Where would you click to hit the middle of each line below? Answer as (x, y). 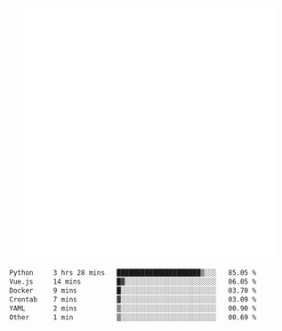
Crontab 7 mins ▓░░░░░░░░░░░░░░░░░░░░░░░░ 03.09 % (133, 300)
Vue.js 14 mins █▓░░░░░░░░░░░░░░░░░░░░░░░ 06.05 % (133, 282)
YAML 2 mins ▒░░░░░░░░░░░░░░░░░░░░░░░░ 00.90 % (133, 309)
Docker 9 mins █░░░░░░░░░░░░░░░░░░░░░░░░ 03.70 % (133, 291)
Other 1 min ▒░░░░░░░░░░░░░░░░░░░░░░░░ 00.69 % (133, 318)
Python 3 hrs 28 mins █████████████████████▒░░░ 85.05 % (133, 273)
